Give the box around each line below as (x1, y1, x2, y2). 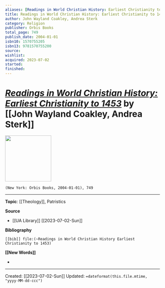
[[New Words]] (5, 249, 36, 255)
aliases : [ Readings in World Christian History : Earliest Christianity (5, 7, 155, 12)
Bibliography (5, 227, 32, 233)
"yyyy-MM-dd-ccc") (5, 278, 43, 283)
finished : (5, 67, 26, 72)
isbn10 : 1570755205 (5, 39, 45, 44)
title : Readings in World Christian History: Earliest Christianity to (5, 12, 155, 17)
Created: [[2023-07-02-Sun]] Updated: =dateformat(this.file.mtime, (5, 273, 148, 279)
